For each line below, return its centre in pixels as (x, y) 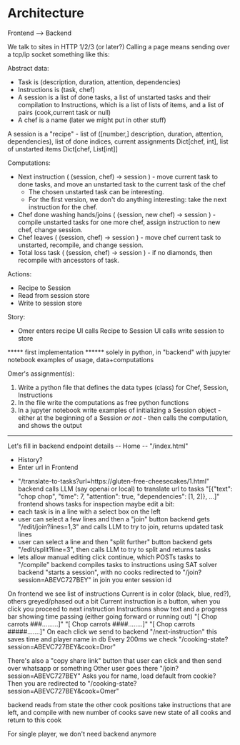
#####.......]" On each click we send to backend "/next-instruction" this (112, 631)
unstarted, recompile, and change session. (81, 245)
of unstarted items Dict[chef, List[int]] (62, 149)
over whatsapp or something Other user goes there (83, 668)
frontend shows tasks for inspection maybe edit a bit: (96, 504)
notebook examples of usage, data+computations (81, 359)
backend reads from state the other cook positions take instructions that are (119, 704)
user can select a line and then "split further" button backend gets (115, 541)
